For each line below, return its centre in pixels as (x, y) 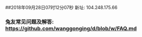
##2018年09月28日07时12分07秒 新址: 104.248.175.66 (61, 7)
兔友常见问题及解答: (30, 22)
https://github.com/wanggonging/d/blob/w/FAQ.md (71, 28)
